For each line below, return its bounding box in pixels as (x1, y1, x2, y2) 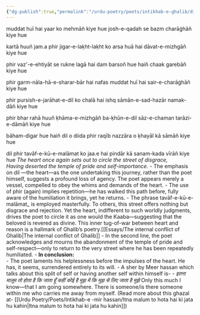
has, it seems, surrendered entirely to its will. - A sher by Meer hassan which (6, 263, 194, 270)
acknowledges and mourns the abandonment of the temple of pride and (6, 238, 183, 245)
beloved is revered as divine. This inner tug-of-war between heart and (6, 219, 179, 226)
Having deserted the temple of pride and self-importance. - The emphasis (6, 162, 189, 169)
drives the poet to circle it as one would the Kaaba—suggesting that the (6, 213, 182, 220)
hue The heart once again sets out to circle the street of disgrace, (6, 156, 168, 163)
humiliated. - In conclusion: (6, 251, 74, 258)
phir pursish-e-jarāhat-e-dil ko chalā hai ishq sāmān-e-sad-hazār (6, 96, 167, 103)
